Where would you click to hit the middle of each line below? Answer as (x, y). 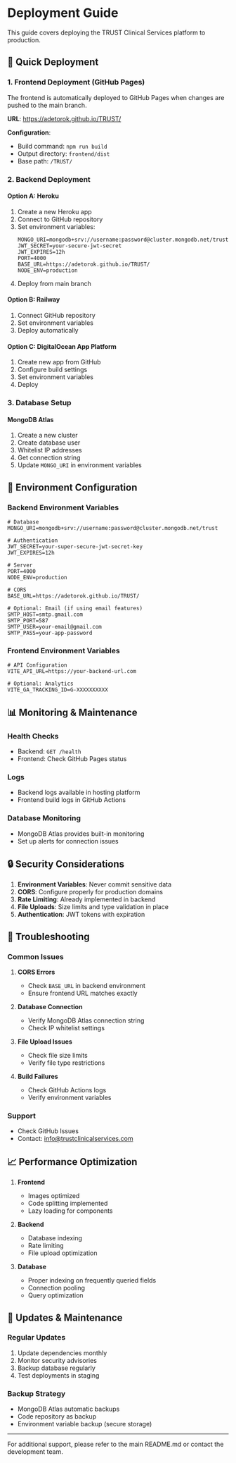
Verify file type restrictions (66, 1063)
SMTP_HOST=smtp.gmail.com (45, 615)
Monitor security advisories (57, 1360)
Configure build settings (52, 370)
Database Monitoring (44, 818)
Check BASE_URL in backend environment (87, 986)
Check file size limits (58, 1056)
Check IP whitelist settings (66, 1028)
